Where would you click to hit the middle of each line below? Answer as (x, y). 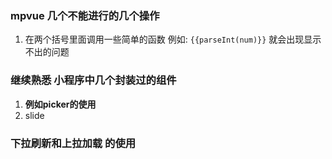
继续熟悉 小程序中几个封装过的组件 (93, 80)
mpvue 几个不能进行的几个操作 (85, 15)
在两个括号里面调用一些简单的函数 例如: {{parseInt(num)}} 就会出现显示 (173, 39)
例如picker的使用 (60, 104)
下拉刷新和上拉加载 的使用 (73, 143)
